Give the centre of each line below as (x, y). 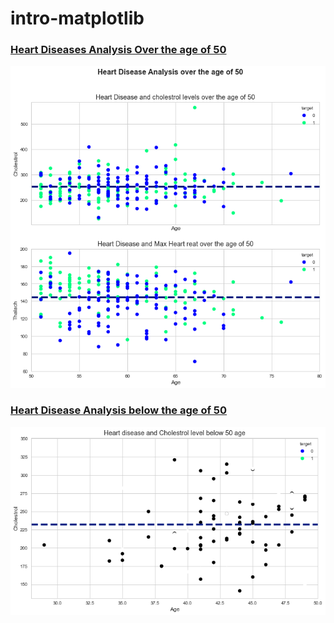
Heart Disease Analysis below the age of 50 (119, 410)
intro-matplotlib (77, 18)
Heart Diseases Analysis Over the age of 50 (118, 50)
